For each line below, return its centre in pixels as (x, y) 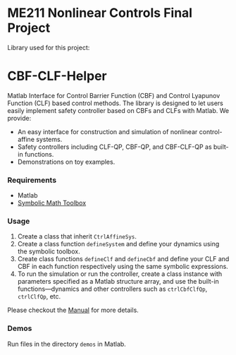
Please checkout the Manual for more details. (73, 310)
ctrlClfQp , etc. (39, 296)
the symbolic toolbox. (49, 251)
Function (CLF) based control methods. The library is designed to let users (116, 103)
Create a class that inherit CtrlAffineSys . (77, 236)
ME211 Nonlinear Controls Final (100, 13)
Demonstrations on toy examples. (66, 162)
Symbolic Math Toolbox (52, 203)
